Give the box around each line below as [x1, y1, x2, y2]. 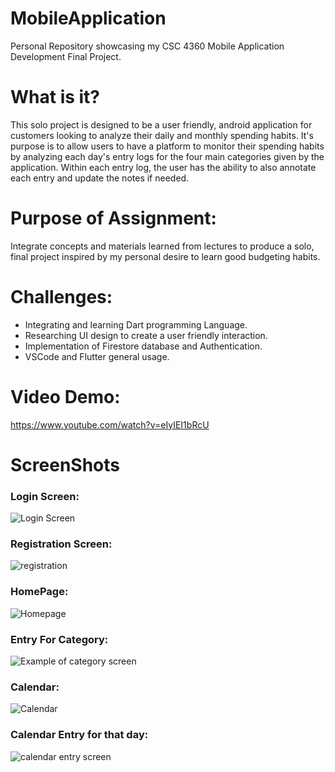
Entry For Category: [10, 632, 109, 646]
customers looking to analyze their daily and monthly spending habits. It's [10, 129, 314, 141]
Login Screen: [10, 489, 80, 503]
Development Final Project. [10, 50, 122, 62]
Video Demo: [10, 385, 121, 408]
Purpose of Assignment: [10, 207, 217, 230]
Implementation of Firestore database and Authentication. [24, 340, 263, 352]
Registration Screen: [10, 537, 113, 551]
